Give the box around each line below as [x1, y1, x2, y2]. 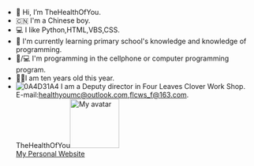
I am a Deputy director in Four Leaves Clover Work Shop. [60, 82, 246, 90]
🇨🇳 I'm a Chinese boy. [15, 16, 91, 25]
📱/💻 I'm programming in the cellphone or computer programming [15, 53, 230, 63]
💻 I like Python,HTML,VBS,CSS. [15, 25, 121, 35]
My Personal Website [15, 149, 85, 158]
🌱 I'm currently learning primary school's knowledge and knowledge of [15, 36, 247, 46]
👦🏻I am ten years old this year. [15, 73, 115, 83]
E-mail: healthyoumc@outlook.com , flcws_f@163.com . [15, 90, 189, 99]
